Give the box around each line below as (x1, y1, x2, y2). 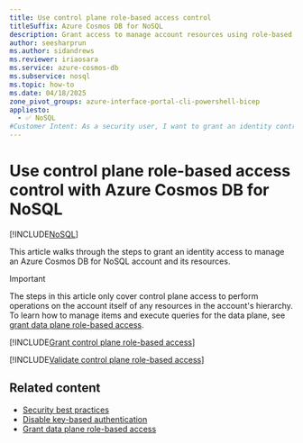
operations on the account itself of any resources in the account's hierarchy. (9, 300, 293, 311)
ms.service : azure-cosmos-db (9, 64, 119, 73)
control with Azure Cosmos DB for (9, 180, 270, 201)
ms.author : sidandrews (9, 47, 95, 56)
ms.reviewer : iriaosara (9, 55, 99, 64)
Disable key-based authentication (22, 413, 148, 424)
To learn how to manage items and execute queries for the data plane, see (9, 310, 286, 321)
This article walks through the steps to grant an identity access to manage (9, 246, 285, 257)
